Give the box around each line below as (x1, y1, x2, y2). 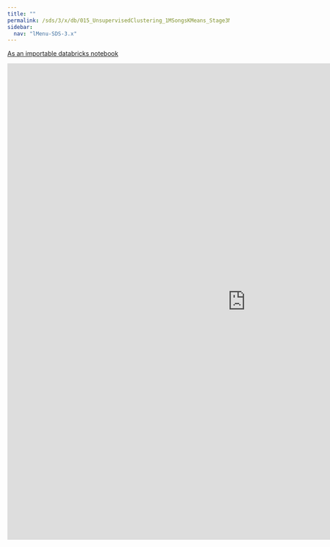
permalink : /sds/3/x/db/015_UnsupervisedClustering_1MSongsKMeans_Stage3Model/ (7, 17, 248, 24)
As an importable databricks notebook (7, 49, 118, 58)
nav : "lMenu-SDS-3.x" (13, 30, 78, 37)
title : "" (7, 10, 37, 18)
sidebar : (7, 23, 33, 30)
